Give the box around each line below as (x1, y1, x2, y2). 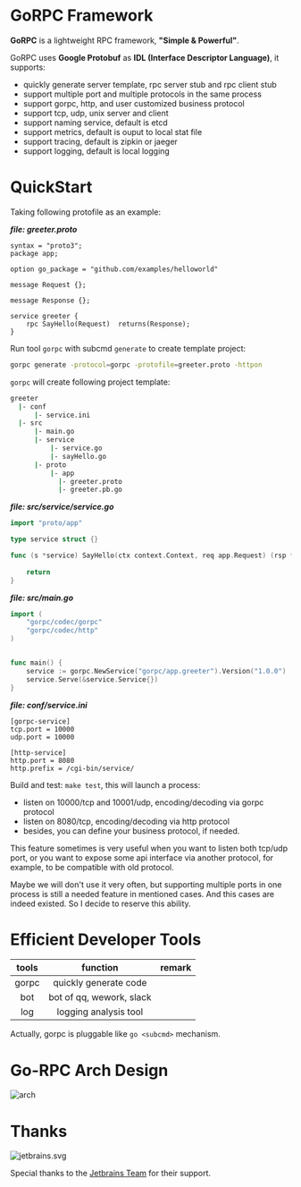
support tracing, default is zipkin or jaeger (22, 136, 178, 147)
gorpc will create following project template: (10, 377, 171, 387)
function (80, 962, 119, 974)
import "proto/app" (10, 519, 83, 528)
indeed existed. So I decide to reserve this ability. (10, 898, 191, 909)
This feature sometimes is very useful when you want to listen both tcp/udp (10, 843, 288, 853)
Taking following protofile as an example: (10, 207, 162, 217)
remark (160, 962, 192, 974)
